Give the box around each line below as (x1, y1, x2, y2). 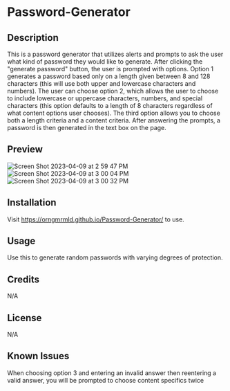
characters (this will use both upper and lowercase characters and (7, 80, 196, 87)
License (7, 312, 42, 324)
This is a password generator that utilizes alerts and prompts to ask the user (7, 50, 224, 58)
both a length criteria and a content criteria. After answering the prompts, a (7, 116, 221, 125)
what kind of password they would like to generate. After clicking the (7, 57, 203, 66)
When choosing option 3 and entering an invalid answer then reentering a (7, 368, 216, 377)
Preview (7, 143, 44, 156)
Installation (7, 197, 57, 208)
